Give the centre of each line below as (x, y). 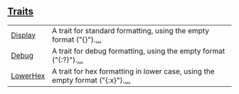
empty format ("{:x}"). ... (91, 80)
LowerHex (28, 76)
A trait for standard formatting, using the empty (131, 30)
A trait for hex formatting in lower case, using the (133, 71)
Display (23, 35)
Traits (21, 12)
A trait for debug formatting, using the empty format (139, 51)
